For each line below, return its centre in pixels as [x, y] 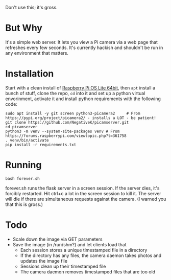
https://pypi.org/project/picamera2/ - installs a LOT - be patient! [81, 118]
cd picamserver [21, 127]
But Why [24, 28]
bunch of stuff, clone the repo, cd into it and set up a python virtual [75, 93]
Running [23, 165]
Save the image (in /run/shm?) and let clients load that [69, 244]
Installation [30, 74]
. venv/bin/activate [27, 140]
